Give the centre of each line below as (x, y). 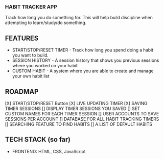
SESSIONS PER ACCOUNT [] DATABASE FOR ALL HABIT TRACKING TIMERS (82, 119)
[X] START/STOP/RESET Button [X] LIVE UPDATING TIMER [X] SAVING (76, 103)
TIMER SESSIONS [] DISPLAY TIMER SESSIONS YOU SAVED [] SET (73, 108)
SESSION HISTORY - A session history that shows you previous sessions (85, 60)
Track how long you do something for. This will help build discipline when (79, 18)
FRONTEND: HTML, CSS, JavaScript (49, 151)
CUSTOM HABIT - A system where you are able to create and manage (83, 71)
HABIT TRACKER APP (31, 7)
